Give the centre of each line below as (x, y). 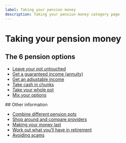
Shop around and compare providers (49, 119)
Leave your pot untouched (39, 69)
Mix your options (29, 95)
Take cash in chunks (33, 84)
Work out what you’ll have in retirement (52, 130)
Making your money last (37, 124)
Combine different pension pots (44, 114)
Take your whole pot (33, 90)
